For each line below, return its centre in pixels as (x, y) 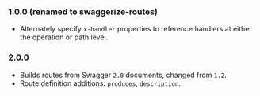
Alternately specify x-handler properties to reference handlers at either (136, 29)
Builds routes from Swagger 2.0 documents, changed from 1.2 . (123, 75)
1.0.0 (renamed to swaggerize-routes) (83, 12)
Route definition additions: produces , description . (100, 83)
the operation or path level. (64, 37)
